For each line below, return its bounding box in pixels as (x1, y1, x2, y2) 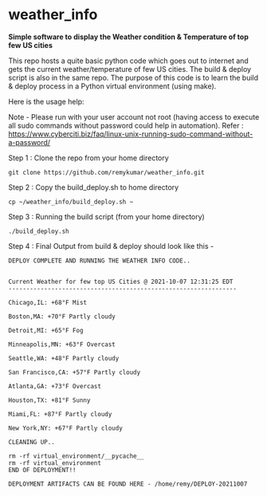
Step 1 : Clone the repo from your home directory (8, 153, 169, 163)
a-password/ (8, 137, 50, 147)
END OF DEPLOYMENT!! (8, 466, 77, 474)
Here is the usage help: (8, 96, 85, 106)
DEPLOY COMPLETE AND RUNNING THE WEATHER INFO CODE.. (8, 257, 191, 265)
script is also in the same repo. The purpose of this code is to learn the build (8, 73, 259, 82)
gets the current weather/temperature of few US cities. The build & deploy (8, 64, 252, 73)
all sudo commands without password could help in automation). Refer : (8, 120, 244, 130)
